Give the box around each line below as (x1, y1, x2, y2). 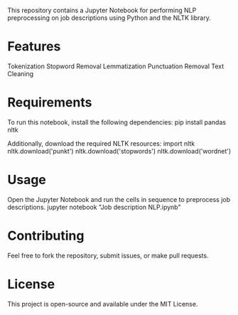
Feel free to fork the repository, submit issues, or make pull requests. (7, 251, 209, 260)
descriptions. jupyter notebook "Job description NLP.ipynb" (7, 203, 181, 211)
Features (7, 38, 61, 55)
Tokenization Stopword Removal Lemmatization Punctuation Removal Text (7, 62, 225, 70)
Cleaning (7, 69, 34, 78)
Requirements (7, 95, 92, 111)
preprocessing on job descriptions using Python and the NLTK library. (7, 14, 211, 22)
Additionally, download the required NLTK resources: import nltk (7, 139, 195, 148)
